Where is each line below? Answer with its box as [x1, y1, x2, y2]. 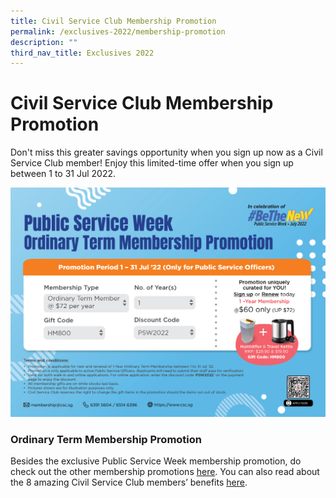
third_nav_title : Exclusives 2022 [10, 48, 155, 58]
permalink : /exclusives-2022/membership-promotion [10, 26, 226, 37]
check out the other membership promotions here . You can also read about [10, 466, 320, 478]
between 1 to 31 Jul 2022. [10, 168, 117, 180]
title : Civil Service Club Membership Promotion [10, 16, 217, 26]
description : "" [10, 37, 78, 47]
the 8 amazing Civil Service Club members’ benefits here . [10, 476, 248, 489]
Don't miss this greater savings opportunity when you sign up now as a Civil [10, 146, 323, 159]
